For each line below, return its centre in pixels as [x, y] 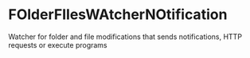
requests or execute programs [58, 44]
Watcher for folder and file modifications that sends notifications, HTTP [125, 37]
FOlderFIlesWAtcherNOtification [118, 15]
